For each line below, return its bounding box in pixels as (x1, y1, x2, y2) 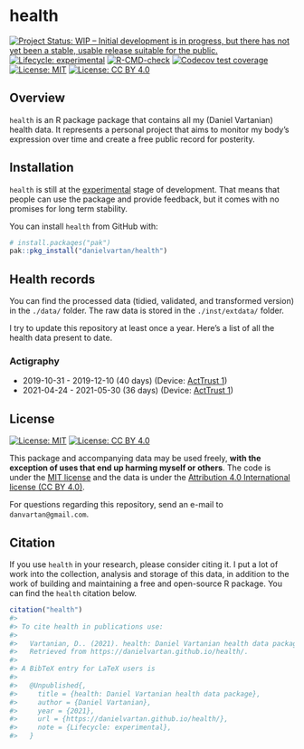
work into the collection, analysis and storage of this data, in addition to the (9, 569, 290, 580)
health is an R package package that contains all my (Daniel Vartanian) (9, 114, 274, 125)
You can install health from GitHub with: (9, 221, 158, 232)
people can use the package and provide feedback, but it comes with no (9, 194, 280, 204)
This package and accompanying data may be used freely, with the (9, 453, 261, 464)
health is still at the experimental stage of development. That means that (9, 184, 280, 194)
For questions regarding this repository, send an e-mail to (9, 499, 223, 510)
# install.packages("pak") (9, 238, 111, 247)
